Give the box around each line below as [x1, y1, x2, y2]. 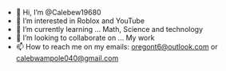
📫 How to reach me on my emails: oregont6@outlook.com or [15, 42, 218, 51]
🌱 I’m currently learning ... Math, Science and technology [15, 25, 204, 34]
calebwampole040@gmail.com [15, 53, 119, 63]
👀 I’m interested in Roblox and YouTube [15, 16, 145, 26]
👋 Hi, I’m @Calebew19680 [15, 8, 101, 17]
